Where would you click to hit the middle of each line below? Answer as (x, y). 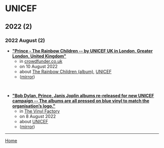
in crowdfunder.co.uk (41, 61)
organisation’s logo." (34, 106)
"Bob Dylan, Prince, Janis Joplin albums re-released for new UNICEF (83, 95)
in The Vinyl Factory (40, 111)
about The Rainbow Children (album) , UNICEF (65, 72)
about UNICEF (34, 121)
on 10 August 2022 (38, 66)
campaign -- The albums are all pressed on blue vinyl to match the (81, 101)
